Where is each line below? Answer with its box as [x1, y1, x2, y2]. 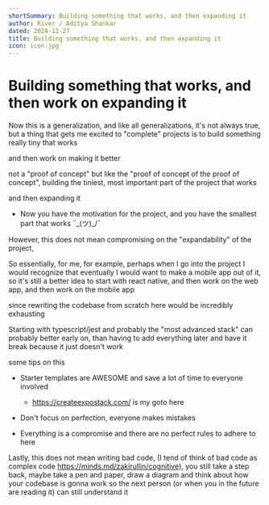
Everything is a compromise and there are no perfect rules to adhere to [19, 429, 256, 439]
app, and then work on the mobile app [8, 284, 135, 295]
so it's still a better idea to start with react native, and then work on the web [8, 276, 259, 286]
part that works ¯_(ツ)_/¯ [19, 219, 101, 229]
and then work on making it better [8, 154, 121, 163]
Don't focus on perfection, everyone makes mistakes [19, 413, 196, 423]
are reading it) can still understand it [8, 487, 129, 497]
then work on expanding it [8, 94, 187, 112]
